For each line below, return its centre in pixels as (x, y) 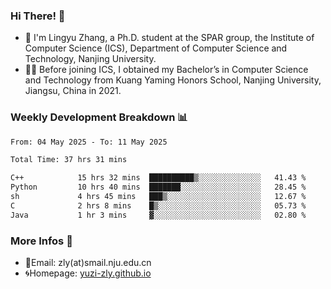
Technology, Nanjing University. (90, 59)
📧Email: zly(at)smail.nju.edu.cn (88, 263)
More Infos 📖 (41, 241)
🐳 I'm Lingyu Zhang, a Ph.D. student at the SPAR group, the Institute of (169, 38)
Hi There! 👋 (38, 16)
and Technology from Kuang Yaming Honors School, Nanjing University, (173, 80)
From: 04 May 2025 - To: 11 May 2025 (89, 142)
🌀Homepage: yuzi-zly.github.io (88, 273)
